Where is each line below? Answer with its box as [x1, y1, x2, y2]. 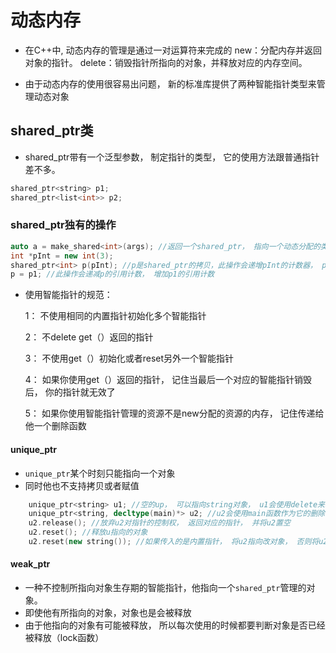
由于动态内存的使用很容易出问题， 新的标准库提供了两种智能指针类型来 [24, 77, 317, 90]
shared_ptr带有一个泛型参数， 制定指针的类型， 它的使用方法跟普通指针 [24, 151, 320, 163]
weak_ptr [10, 558, 51, 570]
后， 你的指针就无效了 [24, 386, 116, 398]
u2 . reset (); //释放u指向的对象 [28, 527, 148, 538]
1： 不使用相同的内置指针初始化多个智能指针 [24, 310, 207, 322]
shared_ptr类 [10, 122, 94, 140]
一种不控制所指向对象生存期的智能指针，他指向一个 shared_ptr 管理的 [24, 582, 307, 594]
